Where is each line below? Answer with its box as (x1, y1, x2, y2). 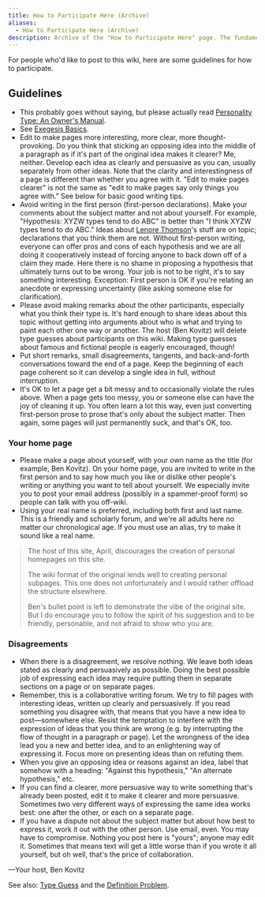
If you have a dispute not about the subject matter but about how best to (19, 816, 255, 825)
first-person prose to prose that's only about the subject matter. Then (19, 410, 246, 419)
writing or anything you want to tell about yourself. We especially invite (19, 481, 250, 490)
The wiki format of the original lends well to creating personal (27, 570, 227, 580)
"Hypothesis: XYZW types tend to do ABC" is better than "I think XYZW (19, 216, 252, 226)
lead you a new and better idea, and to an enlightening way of (19, 740, 221, 750)
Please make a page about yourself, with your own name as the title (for (19, 456, 254, 465)
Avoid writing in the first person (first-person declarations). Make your (19, 200, 248, 209)
